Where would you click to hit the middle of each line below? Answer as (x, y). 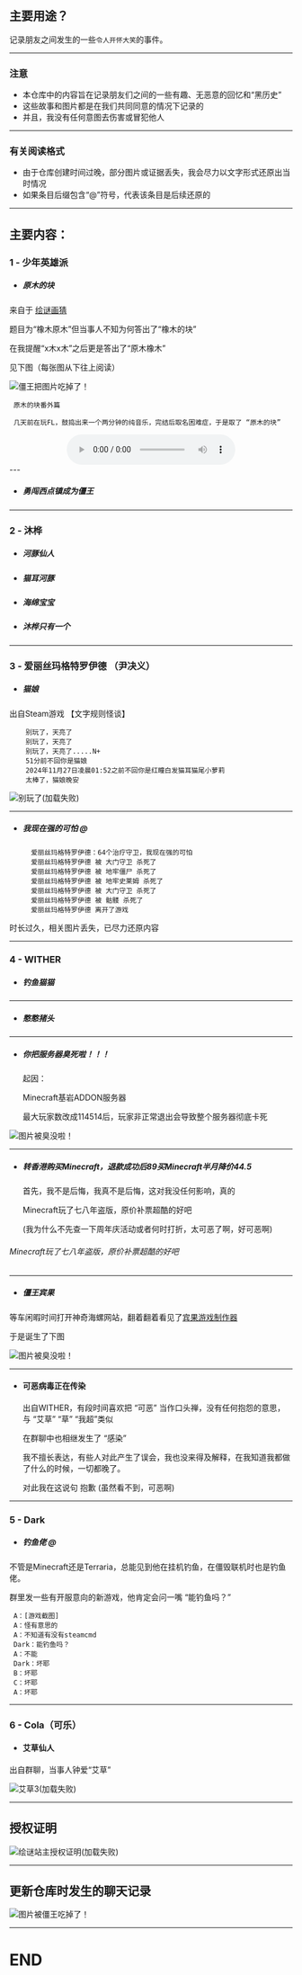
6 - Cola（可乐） (45, 1725)
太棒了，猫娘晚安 (52, 780)
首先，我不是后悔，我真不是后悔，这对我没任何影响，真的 (129, 1191)
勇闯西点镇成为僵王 (58, 491)
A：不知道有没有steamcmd (55, 1635)
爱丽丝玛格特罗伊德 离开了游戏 (80, 910)
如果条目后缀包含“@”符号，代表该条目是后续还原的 (116, 195)
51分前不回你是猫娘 (57, 761)
